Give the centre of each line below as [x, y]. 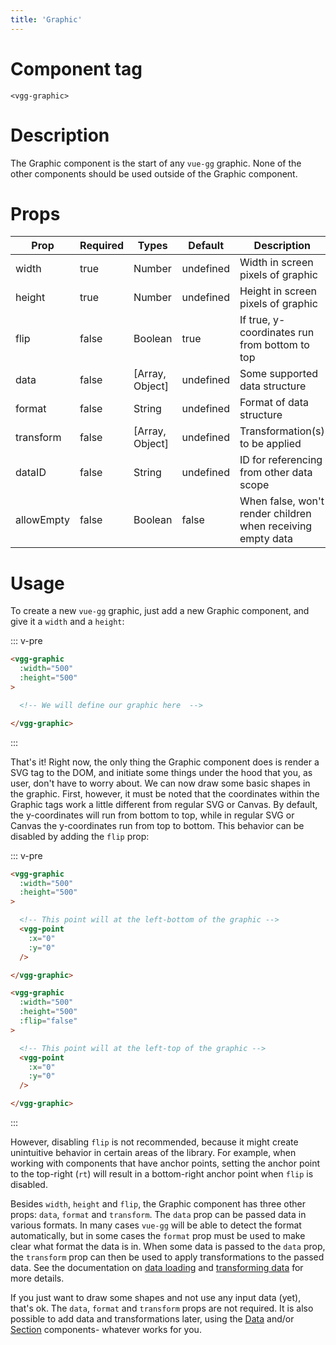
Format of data [274, 403]
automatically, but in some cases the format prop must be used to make [158, 1235]
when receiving [276, 526]
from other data [276, 473]
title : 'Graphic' [46, 19]
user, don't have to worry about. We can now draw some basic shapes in [160, 783]
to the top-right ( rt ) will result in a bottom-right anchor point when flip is [162, 1174]
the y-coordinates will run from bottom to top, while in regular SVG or [152, 815]
